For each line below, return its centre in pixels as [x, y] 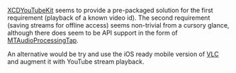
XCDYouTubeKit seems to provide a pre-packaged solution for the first [111, 10]
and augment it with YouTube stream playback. [76, 62]
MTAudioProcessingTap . [43, 40]
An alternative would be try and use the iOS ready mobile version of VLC [113, 54]
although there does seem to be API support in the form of [93, 33]
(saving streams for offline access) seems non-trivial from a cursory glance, [118, 25]
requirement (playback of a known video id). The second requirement [109, 18]
